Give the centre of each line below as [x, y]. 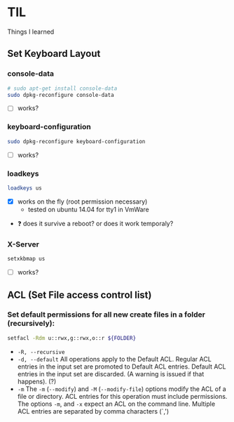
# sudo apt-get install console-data [62, 88]
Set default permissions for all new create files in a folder [106, 315]
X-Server [23, 244]
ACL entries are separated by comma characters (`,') [93, 411]
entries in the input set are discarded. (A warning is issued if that [111, 374]
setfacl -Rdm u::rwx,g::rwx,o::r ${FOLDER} [72, 338]
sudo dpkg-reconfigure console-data [61, 95]
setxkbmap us [26, 259]
